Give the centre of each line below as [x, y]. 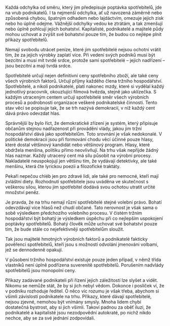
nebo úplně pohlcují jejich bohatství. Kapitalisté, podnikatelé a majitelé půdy [84, 29]
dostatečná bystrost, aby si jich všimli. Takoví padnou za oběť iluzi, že [78, 307]
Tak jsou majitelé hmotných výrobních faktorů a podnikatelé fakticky [77, 239]
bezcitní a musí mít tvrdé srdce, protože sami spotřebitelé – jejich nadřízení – [85, 60]
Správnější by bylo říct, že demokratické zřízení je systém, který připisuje [82, 123]
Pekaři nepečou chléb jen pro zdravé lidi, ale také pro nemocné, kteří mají [82, 176]
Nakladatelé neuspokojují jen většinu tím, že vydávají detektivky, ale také [81, 161]
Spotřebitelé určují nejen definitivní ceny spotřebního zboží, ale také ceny [82, 75]
